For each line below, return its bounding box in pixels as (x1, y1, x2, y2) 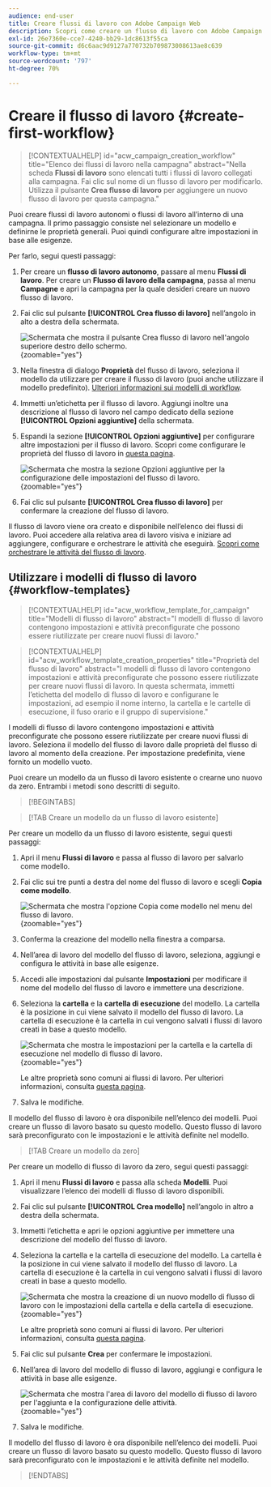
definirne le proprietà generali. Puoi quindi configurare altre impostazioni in (8, 226, 259, 236)
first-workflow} (8, 123, 116, 142)
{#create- (177, 106, 245, 125)
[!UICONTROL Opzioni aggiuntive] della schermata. (19, 415, 194, 425)
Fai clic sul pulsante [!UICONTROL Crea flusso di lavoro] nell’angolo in (19, 308, 256, 318)
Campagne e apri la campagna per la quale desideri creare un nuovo (19, 284, 251, 293)
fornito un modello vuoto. (8, 757, 93, 767)
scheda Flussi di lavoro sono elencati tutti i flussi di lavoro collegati (28, 168, 252, 177)
